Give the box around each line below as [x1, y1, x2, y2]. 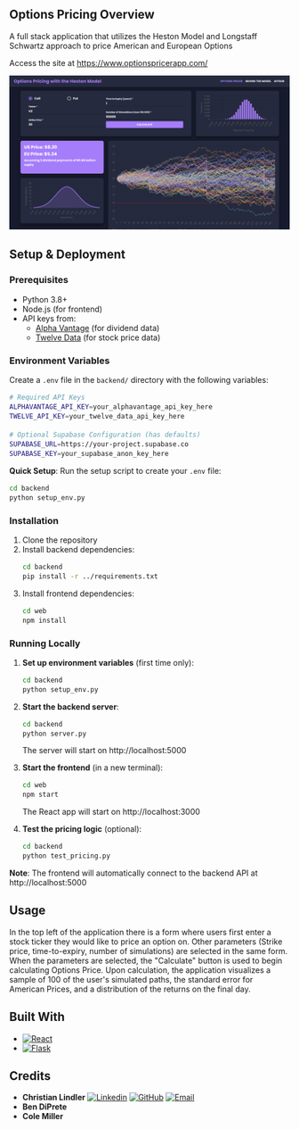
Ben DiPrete [21, 1101, 68, 1112]
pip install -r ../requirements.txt [21, 571, 158, 581]
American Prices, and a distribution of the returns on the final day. [9, 984, 251, 994]
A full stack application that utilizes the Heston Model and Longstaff [9, 30, 258, 41]
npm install [21, 616, 67, 625]
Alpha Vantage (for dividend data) [35, 322, 160, 333]
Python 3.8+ [21, 294, 69, 304]
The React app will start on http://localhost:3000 [21, 807, 200, 818]
